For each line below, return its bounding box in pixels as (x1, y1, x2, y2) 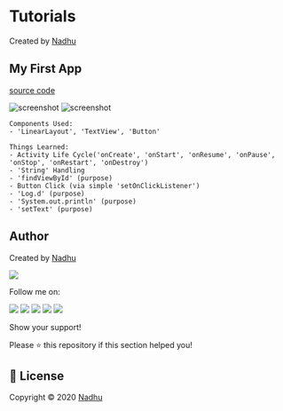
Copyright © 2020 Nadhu (9, 392, 103, 403)
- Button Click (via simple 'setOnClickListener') (9, 181, 200, 190)
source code (9, 84, 56, 95)
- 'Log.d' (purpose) (9, 189, 86, 198)
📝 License (9, 368, 65, 383)
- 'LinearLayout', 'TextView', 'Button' (9, 127, 161, 136)
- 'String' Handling (9, 166, 86, 175)
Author (9, 229, 49, 244)
